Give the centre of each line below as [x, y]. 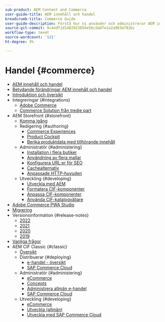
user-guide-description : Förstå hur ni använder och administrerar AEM [80, 23]
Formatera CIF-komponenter [56, 189]
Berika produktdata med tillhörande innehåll [71, 142]
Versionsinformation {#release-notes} [51, 215]
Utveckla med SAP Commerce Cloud [64, 315]
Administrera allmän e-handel [57, 288]
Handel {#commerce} [50, 70]
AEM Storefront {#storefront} [41, 115]
